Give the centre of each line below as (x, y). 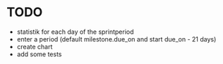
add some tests (39, 54)
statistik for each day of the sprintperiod (76, 32)
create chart (35, 46)
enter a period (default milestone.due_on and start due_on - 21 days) (116, 39)
